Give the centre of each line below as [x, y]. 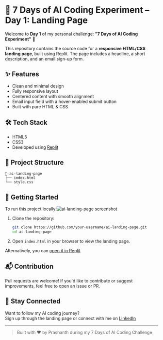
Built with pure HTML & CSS [40, 106]
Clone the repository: [33, 219]
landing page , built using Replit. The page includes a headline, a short [75, 54]
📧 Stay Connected [33, 301]
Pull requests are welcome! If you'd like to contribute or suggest [69, 280]
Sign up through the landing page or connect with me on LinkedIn [71, 318]
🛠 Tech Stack [26, 123]
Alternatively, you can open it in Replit [43, 250]
